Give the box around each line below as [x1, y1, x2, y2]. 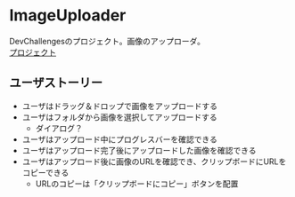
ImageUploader [9, 5, 127, 26]
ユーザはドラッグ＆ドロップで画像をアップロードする [21, 100, 218, 111]
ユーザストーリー [9, 75, 103, 91]
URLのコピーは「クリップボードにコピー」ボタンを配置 [35, 178, 239, 189]
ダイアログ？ [35, 122, 83, 133]
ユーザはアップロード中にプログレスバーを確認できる [21, 134, 218, 145]
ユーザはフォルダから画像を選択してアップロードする [21, 112, 218, 122]
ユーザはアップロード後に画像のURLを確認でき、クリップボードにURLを [21, 156, 287, 167]
